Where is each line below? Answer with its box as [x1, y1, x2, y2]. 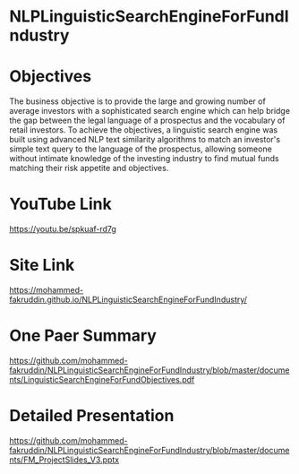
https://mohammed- [9, 285, 84, 295]
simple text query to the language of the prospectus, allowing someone [9, 143, 273, 154]
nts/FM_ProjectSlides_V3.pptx [9, 454, 119, 465]
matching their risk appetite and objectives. [9, 163, 169, 174]
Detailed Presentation [9, 406, 175, 427]
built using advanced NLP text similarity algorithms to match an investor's [9, 134, 280, 145]
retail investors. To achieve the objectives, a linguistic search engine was [9, 125, 278, 135]
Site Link [9, 255, 75, 275]
